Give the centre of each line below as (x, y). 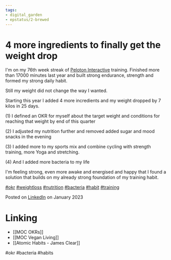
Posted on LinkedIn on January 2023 (44, 197)
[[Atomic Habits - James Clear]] (46, 243)
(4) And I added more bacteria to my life (47, 162)
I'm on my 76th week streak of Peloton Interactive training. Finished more (82, 70)
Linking (21, 218)
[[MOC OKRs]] (28, 232)
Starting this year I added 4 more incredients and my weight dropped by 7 (83, 101)
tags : (11, 10)
